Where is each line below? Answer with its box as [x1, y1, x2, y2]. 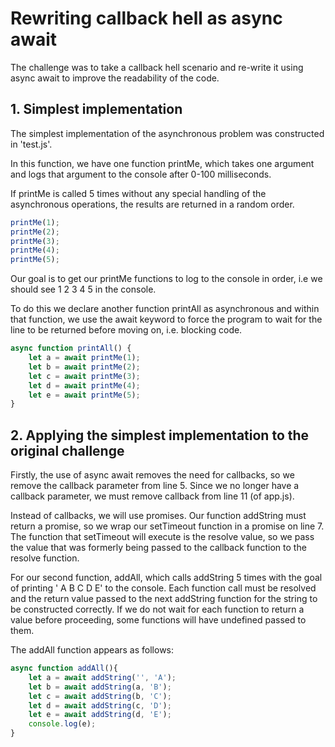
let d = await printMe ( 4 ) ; [28, 380, 141, 391]
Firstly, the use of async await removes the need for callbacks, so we [10, 469, 295, 481]
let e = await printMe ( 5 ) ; [28, 390, 141, 400]
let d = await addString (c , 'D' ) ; [28, 700, 172, 711]
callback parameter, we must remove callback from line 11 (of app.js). [10, 490, 295, 502]
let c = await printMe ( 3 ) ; [28, 371, 141, 381]
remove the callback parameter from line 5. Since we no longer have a [10, 480, 300, 492]
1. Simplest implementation [10, 101, 183, 118]
